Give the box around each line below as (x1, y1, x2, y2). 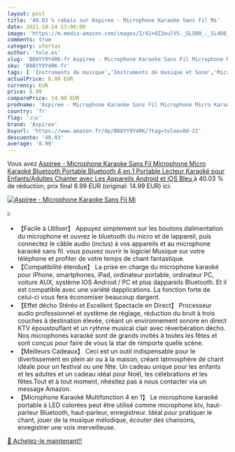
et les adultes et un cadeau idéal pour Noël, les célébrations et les (17, 370, 208, 379)
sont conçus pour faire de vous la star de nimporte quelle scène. (17, 339, 204, 347)
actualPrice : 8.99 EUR (7, 75, 73, 83)
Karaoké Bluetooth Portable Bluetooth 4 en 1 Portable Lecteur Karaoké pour (7, 167, 225, 176)
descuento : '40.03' (7, 134, 64, 141)
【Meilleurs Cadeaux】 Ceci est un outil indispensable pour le (17, 347, 196, 355)
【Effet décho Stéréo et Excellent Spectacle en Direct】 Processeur (17, 302, 212, 310)
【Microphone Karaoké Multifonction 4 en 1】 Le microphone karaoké (17, 393, 218, 402)
